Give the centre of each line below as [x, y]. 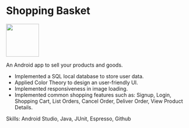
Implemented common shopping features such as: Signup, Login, [93, 95]
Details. [24, 107]
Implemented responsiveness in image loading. [71, 88]
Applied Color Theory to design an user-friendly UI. [76, 82]
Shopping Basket [48, 11]
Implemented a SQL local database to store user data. [79, 76]
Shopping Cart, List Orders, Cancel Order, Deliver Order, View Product [99, 101]
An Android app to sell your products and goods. [64, 65]
